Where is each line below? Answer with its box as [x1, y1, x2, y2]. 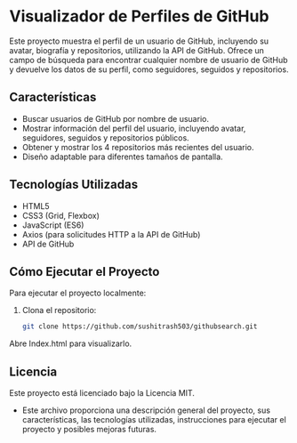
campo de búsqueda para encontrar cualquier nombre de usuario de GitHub [9, 54, 288, 65]
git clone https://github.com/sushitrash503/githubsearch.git [21, 322, 258, 331]
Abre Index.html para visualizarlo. [9, 338, 132, 349]
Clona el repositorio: [21, 305, 97, 316]
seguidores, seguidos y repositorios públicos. [21, 132, 189, 143]
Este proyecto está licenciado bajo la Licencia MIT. [9, 388, 196, 399]
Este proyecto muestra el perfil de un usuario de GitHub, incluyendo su [9, 36, 269, 46]
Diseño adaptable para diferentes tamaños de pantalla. [21, 151, 224, 162]
